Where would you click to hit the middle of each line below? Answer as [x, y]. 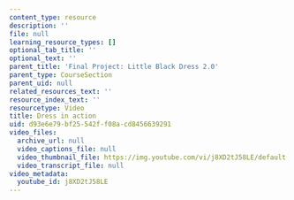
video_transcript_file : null [71, 165]
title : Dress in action [53, 116]
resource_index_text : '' [55, 100]
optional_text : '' [43, 58]
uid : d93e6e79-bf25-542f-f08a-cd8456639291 [90, 125]
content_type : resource [53, 17]
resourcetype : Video [47, 108]
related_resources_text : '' [61, 91]
